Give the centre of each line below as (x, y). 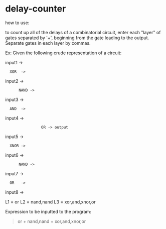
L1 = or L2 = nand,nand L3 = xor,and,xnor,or (51, 202)
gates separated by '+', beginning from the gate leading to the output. (77, 38)
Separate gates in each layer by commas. (48, 43)
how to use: (17, 23)
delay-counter (36, 9)
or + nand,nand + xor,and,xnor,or (52, 221)
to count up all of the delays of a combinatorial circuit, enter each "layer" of (83, 32)
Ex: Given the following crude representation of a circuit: (63, 53)
